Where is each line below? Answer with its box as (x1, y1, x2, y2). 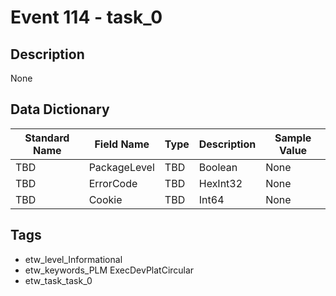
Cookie (88, 192, 123, 206)
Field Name (94, 137, 150, 151)
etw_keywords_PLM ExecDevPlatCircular (24, 264, 195, 276)
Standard (24, 131, 70, 145)
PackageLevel (88, 160, 155, 174)
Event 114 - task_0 (10, 6, 163, 29)
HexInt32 (198, 176, 243, 190)
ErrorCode (88, 176, 138, 190)
